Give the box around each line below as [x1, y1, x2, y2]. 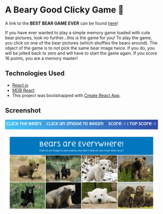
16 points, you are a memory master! [5, 55, 78, 61]
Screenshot [5, 106, 41, 115]
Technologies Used [5, 70, 65, 78]
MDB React [12, 87, 35, 93]
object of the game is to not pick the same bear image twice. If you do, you [5, 45, 155, 51]
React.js [12, 82, 29, 88]
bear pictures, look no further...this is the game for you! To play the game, [5, 35, 152, 41]
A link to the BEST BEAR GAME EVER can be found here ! [5, 20, 118, 26]
